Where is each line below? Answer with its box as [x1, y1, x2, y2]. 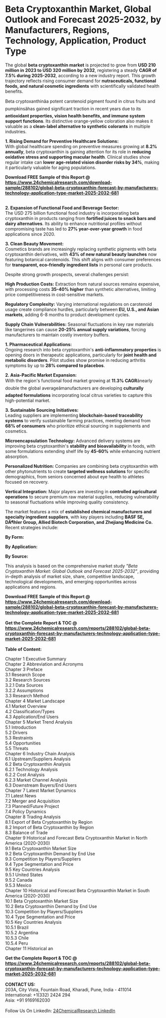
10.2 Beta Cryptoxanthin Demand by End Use [5, 903, 97, 909]
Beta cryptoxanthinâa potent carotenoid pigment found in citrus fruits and [5, 98, 156, 104]
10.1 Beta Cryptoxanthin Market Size [5, 898, 78, 904]
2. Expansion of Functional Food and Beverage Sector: [5, 205, 119, 211]
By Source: [5, 553, 29, 559]
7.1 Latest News [5, 792, 37, 798]
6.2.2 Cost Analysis [5, 772, 45, 778]
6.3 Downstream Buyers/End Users [5, 782, 77, 788]
